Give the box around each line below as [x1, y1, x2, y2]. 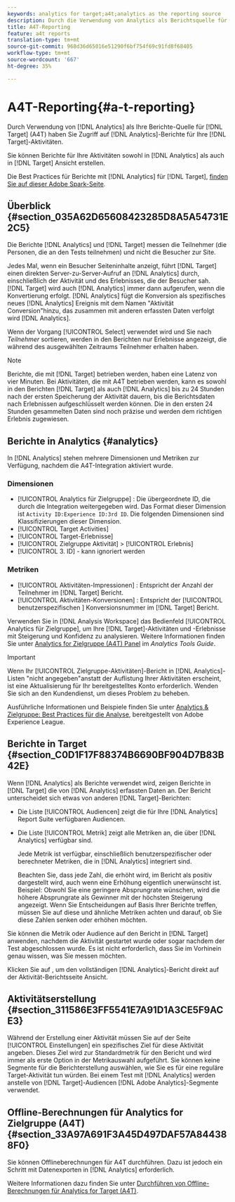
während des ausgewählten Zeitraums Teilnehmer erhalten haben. [7, 343, 199, 351]
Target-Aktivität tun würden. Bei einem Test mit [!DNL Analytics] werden [7, 1071, 216, 1080]
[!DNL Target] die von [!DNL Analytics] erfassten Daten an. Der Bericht [7, 786, 211, 795]
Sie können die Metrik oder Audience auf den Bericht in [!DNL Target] [7, 929, 208, 937]
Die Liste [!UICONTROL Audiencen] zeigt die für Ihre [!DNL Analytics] [17, 807, 218, 816]
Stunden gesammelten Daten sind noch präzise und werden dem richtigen [7, 407, 222, 416]
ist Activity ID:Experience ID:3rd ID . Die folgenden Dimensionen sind [17, 510, 224, 518]
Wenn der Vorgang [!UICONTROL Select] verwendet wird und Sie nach [7, 328, 212, 336]
